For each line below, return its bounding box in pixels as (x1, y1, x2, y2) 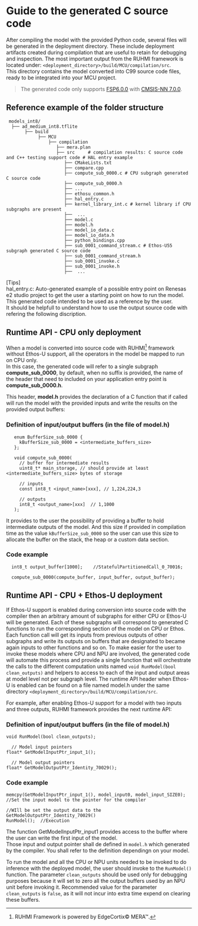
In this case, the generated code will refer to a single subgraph (6, 363, 158, 370)
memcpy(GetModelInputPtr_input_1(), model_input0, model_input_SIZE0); (6, 792, 186, 798)
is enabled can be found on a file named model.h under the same (11, 682, 170, 689)
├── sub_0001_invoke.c (64, 258, 120, 264)
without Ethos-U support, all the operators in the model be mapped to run (6, 350, 184, 357)
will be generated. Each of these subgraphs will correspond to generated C (6, 618, 189, 625)
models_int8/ (8, 118, 41, 124)
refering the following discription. (6, 310, 87, 317)
